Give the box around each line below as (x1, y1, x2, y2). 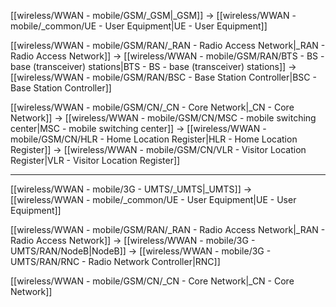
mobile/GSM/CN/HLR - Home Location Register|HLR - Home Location (10, 133, 298, 145)
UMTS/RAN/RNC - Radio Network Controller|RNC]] (10, 256, 221, 267)
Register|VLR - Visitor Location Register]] (10, 155, 181, 166)
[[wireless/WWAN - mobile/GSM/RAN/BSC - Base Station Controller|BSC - (10, 71, 317, 83)
